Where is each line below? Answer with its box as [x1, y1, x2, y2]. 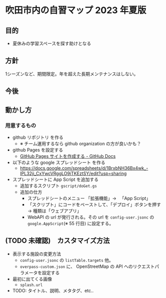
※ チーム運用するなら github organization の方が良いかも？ [20, 140, 141, 146]
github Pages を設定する [12, 147, 64, 153]
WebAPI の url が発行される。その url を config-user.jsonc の [27, 214, 154, 220]
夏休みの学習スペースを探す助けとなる [12, 41, 91, 46]
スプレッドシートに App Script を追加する [12, 176, 99, 182]
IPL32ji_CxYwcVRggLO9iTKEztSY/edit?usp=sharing [20, 170, 127, 176]
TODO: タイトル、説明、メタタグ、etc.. [12, 287, 94, 293]
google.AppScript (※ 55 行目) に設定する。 [27, 220, 114, 226]
